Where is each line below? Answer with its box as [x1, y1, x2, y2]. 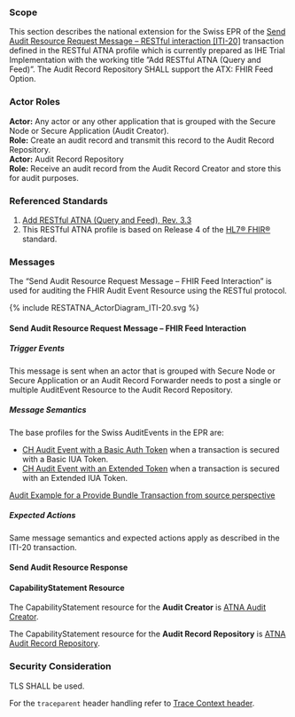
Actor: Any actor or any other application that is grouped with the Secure [9, 115, 276, 126]
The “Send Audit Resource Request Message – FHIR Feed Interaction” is [9, 276, 272, 287]
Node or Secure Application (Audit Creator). [9, 125, 170, 136]
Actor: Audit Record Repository [9, 154, 124, 164]
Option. [9, 74, 36, 84]
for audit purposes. [9, 172, 80, 183]
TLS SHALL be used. [9, 681, 85, 691]
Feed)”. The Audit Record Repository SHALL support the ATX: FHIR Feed [9, 64, 274, 75]
